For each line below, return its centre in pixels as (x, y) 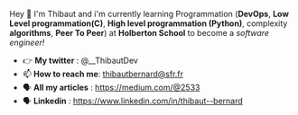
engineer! (27, 42)
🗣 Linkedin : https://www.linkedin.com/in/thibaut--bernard (133, 101)
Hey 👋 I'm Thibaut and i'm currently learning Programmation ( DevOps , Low (149, 14)
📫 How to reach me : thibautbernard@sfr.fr (102, 74)
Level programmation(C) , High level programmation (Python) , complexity (149, 23)
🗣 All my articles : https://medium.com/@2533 (111, 87)
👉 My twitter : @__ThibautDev (80, 60)
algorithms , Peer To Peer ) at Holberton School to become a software (139, 33)
